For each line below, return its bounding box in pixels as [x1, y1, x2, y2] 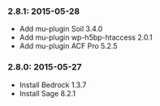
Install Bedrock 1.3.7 [19, 79, 87, 90]
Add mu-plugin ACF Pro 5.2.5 [19, 41, 118, 51]
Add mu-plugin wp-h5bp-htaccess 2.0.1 [19, 32, 153, 42]
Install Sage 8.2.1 [19, 88, 76, 98]
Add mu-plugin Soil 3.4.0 [19, 24, 103, 34]
